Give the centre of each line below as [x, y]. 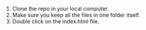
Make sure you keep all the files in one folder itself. [76, 15]
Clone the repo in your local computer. [60, 9]
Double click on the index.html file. [56, 21]
